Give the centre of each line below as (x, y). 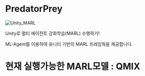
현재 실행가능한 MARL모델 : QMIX (73, 67)
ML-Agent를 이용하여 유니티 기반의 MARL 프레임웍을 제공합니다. (69, 44)
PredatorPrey (34, 9)
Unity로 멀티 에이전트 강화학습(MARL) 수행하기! (52, 33)
